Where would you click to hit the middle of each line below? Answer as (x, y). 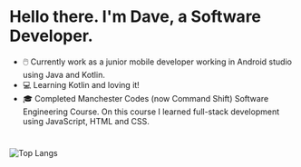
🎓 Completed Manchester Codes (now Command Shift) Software (146, 98)
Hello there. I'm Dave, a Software (135, 17)
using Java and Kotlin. (64, 74)
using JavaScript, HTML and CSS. (86, 121)
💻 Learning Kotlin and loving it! (81, 84)
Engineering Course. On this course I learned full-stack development (150, 112)
